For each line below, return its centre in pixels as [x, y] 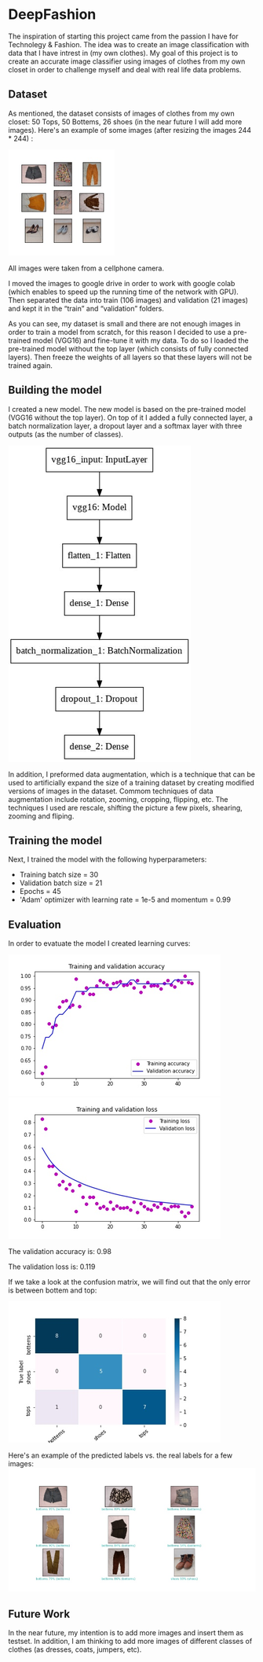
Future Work [39, 1614]
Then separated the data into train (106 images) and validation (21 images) [128, 300]
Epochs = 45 [40, 892]
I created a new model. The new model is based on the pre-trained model [127, 409]
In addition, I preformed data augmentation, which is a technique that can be [131, 774]
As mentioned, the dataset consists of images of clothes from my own [121, 113]
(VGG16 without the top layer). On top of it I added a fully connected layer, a [131, 417]
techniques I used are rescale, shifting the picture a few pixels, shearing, [126, 807]
